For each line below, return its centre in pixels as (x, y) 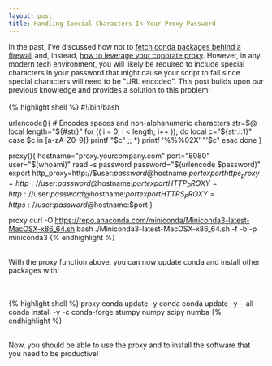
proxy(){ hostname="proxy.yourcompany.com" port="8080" (109, 156)
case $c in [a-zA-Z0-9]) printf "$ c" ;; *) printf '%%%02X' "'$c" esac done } (135, 140)
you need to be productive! (54, 353)
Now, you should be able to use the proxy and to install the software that (130, 345)
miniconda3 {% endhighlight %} (62, 237)
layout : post (30, 16)
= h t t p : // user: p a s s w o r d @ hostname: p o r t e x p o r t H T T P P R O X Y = (113, 185)
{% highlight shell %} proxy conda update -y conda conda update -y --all (131, 303)
